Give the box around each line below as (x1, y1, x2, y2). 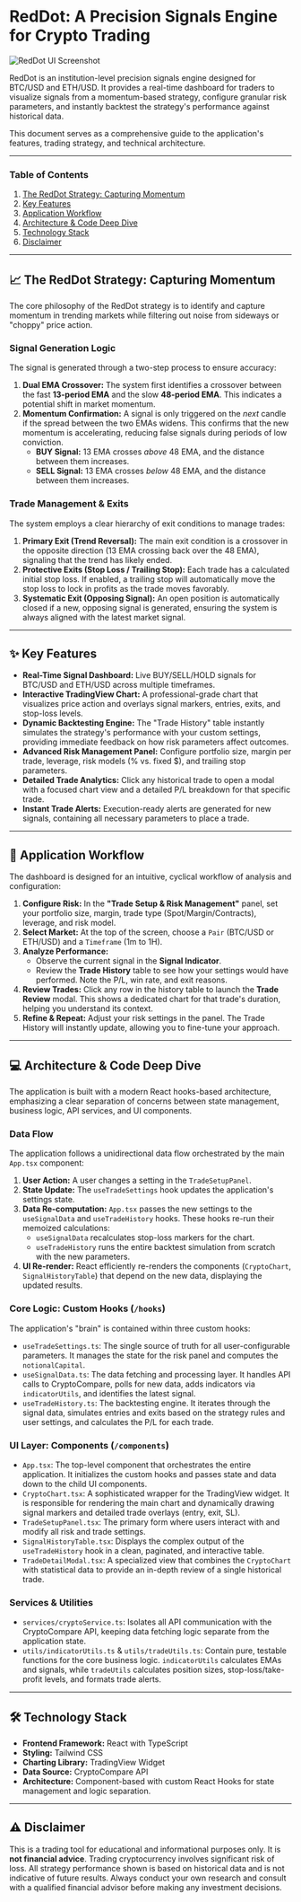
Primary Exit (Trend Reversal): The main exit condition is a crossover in (21, 535, 288, 546)
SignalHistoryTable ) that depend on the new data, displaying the (21, 1271, 262, 1281)
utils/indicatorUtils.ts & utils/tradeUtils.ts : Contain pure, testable (21, 1645, 288, 1656)
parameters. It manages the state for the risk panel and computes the (21, 1350, 279, 1360)
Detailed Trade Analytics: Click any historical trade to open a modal (21, 775, 275, 786)
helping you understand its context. (21, 1003, 154, 1014)
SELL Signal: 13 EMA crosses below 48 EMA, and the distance (35, 465, 266, 477)
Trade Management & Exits (9, 498, 129, 510)
